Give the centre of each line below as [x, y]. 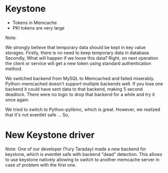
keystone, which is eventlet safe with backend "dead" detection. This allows [84, 154]
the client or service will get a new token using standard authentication [78, 63]
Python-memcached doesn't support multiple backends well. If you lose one [84, 84]
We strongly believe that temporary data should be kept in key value [75, 47]
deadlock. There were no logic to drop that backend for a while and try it [80, 94]
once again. [17, 100]
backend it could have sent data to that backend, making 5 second [74, 89]
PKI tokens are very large [38, 28]
